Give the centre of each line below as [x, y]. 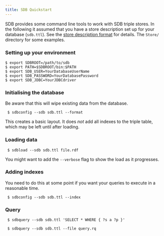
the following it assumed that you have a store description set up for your [80, 29]
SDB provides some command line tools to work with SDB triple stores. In [80, 24]
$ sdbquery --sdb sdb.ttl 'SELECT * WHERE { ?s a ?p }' [66, 220]
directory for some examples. [35, 40]
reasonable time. [22, 188]
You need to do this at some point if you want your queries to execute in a [81, 183]
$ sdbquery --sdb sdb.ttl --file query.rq [52, 229]
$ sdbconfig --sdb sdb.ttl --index [44, 197]
